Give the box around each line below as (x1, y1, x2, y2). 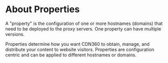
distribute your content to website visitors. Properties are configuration (5, 46, 155, 52)
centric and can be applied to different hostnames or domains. (5, 52, 137, 58)
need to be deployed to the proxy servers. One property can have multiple (5, 25, 161, 31)
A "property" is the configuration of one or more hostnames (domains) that (5, 20, 163, 26)
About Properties (5, 4, 80, 15)
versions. (5, 31, 25, 37)
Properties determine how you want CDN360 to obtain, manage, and (5, 41, 150, 47)
